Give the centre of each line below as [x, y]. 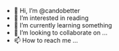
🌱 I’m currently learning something [63, 25]
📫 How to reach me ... [46, 40]
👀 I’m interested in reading [51, 18]
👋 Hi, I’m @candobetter [47, 11]
